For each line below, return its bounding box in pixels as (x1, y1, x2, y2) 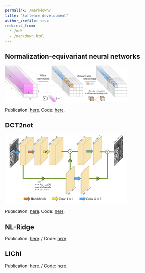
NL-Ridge (5, 223, 34, 231)
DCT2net (5, 121, 33, 129)
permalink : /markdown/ (5, 8, 51, 13)
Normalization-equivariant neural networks (5, 52, 140, 61)
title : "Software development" (5, 13, 69, 18)
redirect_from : (5, 23, 36, 28)
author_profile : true (5, 18, 49, 23)
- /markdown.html (9, 34, 45, 39)
